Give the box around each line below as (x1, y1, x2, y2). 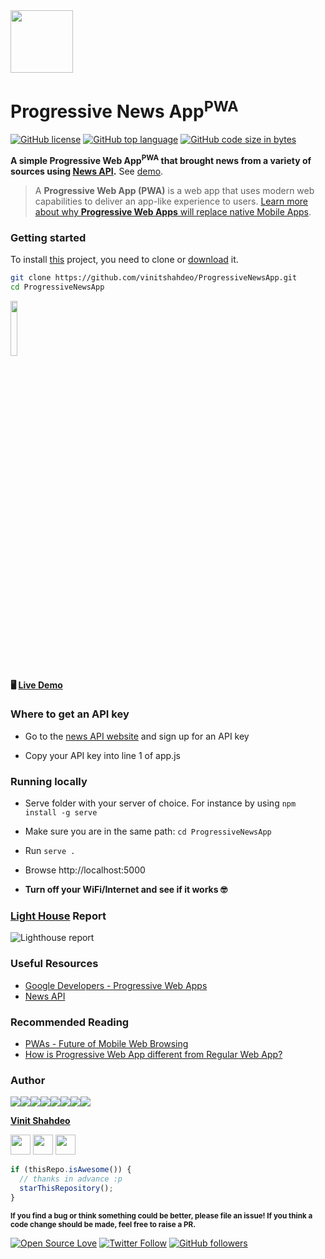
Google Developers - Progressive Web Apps (24, 979, 208, 991)
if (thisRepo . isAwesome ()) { (10, 1165, 132, 1175)
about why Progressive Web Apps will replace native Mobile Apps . (34, 205, 312, 218)
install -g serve (24, 808, 98, 818)
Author (10, 1073, 46, 1087)
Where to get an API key (10, 707, 130, 721)
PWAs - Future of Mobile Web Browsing (24, 1038, 189, 1050)
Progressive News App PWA (10, 97, 239, 123)
